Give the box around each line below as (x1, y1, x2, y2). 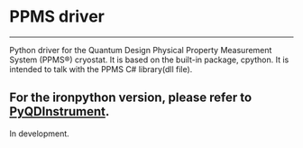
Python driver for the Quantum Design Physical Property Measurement (9, 44, 272, 55)
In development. (9, 128, 69, 139)
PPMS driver (9, 6, 106, 27)
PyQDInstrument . (9, 104, 110, 119)
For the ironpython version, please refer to (9, 90, 252, 106)
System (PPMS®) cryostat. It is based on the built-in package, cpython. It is (9, 54, 289, 65)
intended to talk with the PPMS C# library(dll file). (9, 63, 193, 74)
